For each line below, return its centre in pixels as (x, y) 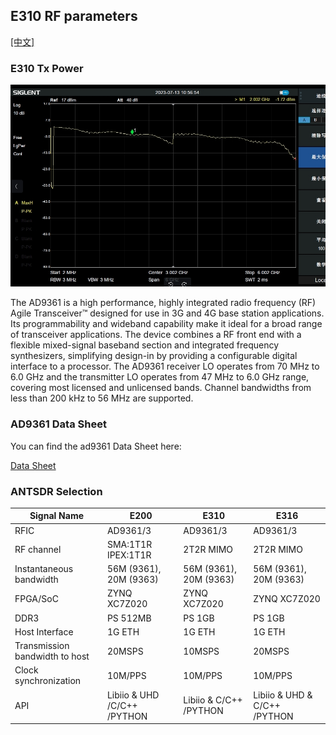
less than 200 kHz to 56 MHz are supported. (102, 398)
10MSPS (201, 651)
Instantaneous (44, 569)
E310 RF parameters (74, 16)
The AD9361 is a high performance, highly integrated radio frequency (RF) (163, 303)
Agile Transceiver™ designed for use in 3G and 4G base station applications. (167, 313)
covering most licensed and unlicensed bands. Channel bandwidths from (161, 388)
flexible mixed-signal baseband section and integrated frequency (145, 345)
